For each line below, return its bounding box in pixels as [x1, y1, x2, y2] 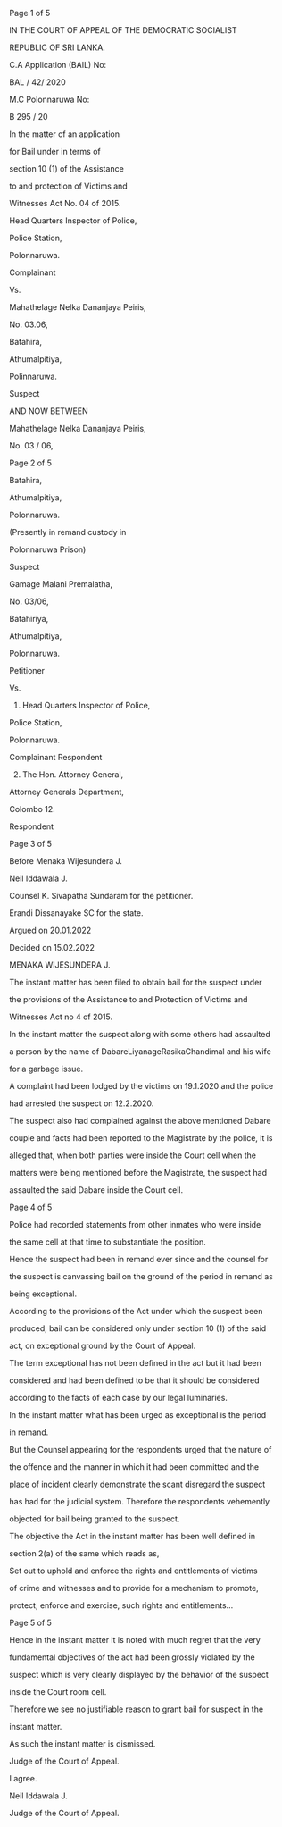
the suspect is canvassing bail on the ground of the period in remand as [9, 1271, 274, 1281]
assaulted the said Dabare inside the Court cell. [9, 1185, 184, 1195]
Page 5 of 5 [9, 1617, 52, 1628]
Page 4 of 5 [9, 1202, 53, 1212]
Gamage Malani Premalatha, [9, 579, 113, 589]
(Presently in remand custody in [9, 527, 127, 537]
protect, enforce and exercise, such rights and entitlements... [9, 1600, 234, 1611]
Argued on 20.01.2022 [9, 925, 92, 935]
